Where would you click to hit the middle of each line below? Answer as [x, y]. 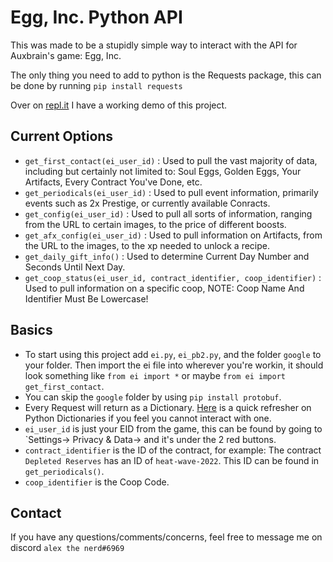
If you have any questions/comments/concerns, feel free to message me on [166, 537]
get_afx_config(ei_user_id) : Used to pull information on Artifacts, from [173, 235]
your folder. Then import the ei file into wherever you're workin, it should [174, 365]
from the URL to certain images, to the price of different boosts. [155, 224]
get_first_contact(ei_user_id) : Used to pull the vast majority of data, [171, 160]
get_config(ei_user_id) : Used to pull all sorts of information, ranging [168, 213]
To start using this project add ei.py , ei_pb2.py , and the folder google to [173, 354]
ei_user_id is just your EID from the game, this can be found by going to [173, 428]
